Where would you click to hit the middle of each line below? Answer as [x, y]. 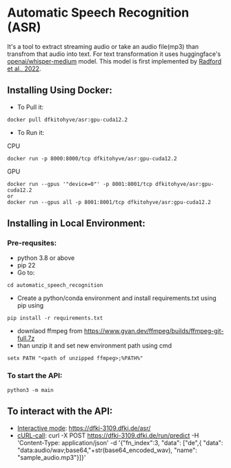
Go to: [26, 273]
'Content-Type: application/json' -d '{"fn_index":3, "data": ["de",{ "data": [120, 442]
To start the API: [35, 376]
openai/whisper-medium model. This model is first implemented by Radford [114, 61]
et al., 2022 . [24, 68]
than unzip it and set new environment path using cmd [94, 346]
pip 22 [26, 265]
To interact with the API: [60, 412]
